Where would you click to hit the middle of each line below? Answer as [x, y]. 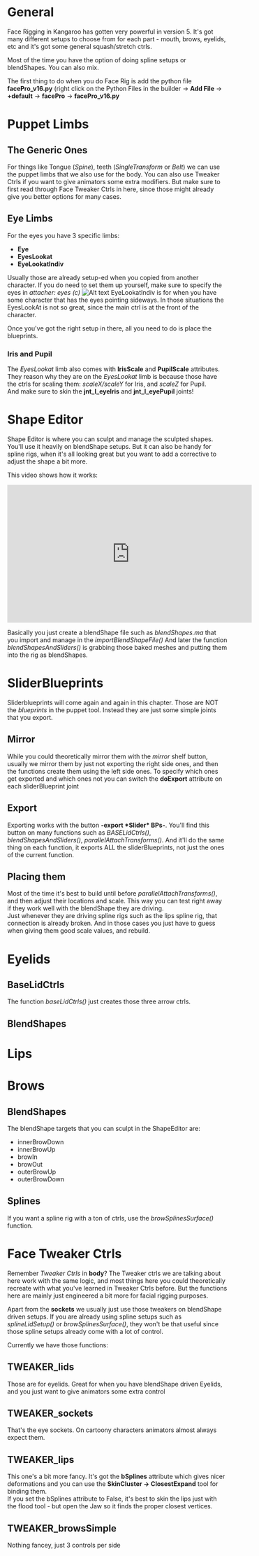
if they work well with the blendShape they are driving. [86, 908]
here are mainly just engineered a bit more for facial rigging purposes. [108, 1295]
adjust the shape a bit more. [47, 461]
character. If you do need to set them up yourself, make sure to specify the [114, 285]
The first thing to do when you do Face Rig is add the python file [99, 81]
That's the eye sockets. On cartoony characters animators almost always [112, 1430]
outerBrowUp [37, 1172]
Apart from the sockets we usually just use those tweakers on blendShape [114, 1309]
